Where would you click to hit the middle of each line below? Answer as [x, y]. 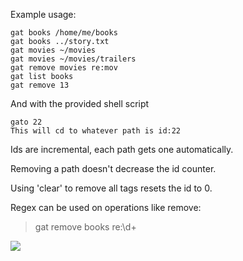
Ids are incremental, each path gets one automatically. [122, 149]
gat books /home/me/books [64, 33]
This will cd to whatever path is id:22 [96, 131]
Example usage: [43, 14]
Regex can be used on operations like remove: [106, 207]
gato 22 [26, 122]
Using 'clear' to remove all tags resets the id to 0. [111, 188]
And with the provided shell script [80, 103]
